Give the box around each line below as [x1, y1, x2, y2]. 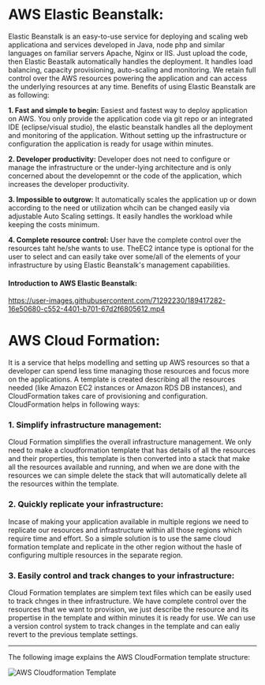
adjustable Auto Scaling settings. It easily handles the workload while [8, 211, 233, 221]
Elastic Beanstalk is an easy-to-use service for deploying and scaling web [8, 32, 248, 41]
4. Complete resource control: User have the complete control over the [8, 235, 242, 244]
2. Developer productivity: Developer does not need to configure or [8, 154, 230, 163]
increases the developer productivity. [8, 179, 129, 188]
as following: [8, 90, 50, 99]
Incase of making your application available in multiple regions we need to [8, 516, 249, 526]
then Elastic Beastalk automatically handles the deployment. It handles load [8, 57, 253, 66]
